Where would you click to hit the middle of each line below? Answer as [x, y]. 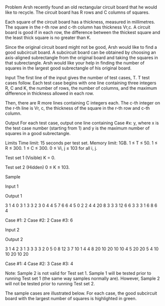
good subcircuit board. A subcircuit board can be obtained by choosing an [81, 52]
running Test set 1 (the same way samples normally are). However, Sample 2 [82, 278]
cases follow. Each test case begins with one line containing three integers [81, 83]
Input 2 [12, 230]
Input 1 [12, 186]
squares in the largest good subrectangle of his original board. [68, 68]
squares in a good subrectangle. [38, 133]
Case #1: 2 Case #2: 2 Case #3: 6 [39, 220]
